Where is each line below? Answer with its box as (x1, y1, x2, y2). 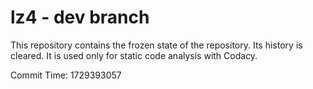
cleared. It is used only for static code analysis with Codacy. (10, 49, 258, 61)
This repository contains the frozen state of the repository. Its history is (10, 39, 303, 51)
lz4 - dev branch (10, 6, 150, 29)
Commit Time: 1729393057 (10, 69, 122, 81)
